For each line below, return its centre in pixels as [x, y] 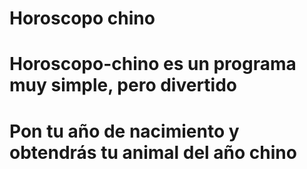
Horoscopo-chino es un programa [153, 64]
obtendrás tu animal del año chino [153, 152]
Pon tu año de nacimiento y [124, 131]
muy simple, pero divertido [123, 85]
